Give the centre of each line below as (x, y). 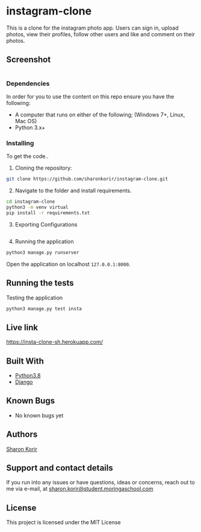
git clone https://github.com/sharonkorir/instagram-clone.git (87, 179)
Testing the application (35, 298)
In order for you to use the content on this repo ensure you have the (90, 97)
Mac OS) (26, 121)
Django (24, 382)
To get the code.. (27, 156)
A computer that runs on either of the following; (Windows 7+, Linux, (100, 115)
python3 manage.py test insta (44, 309)
